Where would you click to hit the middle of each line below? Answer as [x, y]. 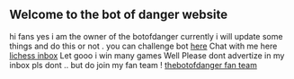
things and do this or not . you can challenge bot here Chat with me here [143, 46]
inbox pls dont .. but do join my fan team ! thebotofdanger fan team [134, 65]
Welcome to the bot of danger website [119, 15]
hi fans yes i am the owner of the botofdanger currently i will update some [146, 36]
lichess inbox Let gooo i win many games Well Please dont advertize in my [147, 55]
